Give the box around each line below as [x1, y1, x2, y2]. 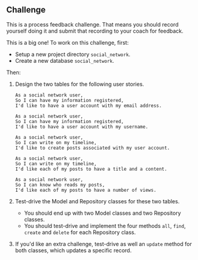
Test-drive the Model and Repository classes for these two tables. [15, 197, 180, 205]
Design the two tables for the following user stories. [15, 80, 144, 87]
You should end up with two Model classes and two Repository [24, 209, 182, 217]
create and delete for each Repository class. [24, 229, 136, 236]
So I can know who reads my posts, [15, 182, 105, 188]
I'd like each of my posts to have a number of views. [15, 187, 157, 193]
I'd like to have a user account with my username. [15, 124, 148, 130]
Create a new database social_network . [15, 57, 114, 64]
